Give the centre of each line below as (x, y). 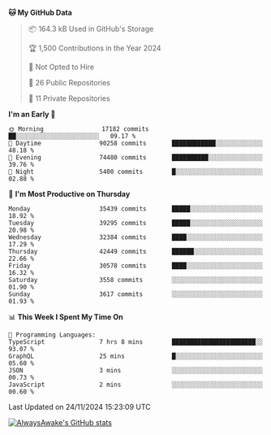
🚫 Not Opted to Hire (61, 67)
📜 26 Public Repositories (69, 83)
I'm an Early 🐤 (32, 114)
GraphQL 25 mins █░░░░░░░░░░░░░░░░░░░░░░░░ (136, 356)
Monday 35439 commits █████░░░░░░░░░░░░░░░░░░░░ (136, 209)
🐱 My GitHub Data (41, 13)
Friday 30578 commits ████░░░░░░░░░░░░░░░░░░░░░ (136, 266)
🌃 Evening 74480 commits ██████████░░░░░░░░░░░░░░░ (136, 158)
